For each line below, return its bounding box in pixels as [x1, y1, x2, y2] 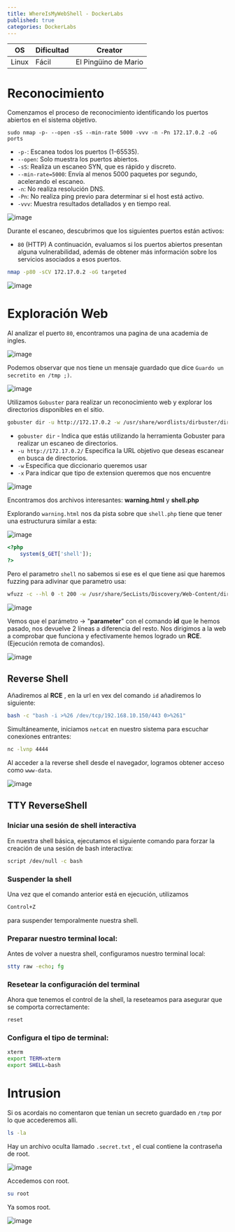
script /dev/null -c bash [7, 857, 83, 864]
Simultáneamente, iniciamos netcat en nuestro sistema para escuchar [7, 725, 209, 733]
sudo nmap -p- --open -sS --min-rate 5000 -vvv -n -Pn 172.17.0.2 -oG [7, 129, 218, 136]
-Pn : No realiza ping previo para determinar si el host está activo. [17, 192, 204, 201]
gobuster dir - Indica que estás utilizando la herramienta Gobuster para [17, 431, 225, 440]
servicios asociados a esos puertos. [17, 255, 122, 264]
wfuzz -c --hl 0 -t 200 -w [7, 590, 86, 598]
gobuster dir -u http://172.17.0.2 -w [7, 419, 120, 427]
